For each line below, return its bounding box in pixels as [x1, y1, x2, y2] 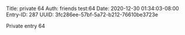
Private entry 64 [6, 23, 45, 29]
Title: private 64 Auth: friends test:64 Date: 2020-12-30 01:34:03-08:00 [6, 5, 180, 12]
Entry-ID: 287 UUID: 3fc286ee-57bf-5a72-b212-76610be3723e [6, 11, 158, 18]
